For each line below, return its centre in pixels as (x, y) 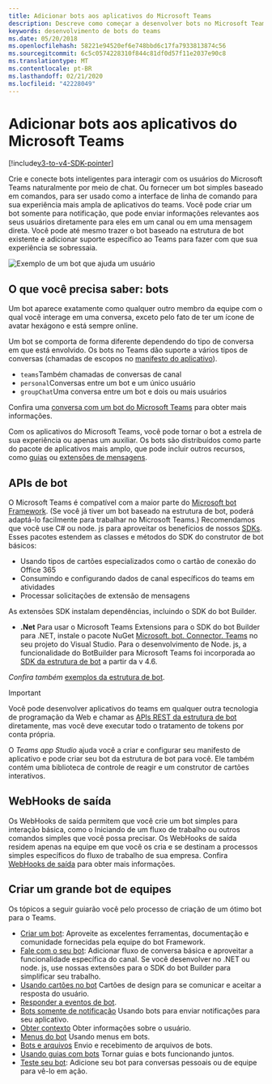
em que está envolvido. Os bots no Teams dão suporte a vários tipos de (128, 350)
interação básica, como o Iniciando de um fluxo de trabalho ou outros (124, 829)
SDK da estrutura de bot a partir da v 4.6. (89, 662)
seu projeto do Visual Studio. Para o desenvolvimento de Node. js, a (133, 644)
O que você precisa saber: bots (89, 289)
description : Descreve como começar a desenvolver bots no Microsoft (128, 23)
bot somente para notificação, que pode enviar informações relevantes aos (134, 213)
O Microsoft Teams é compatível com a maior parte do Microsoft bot (123, 502)
